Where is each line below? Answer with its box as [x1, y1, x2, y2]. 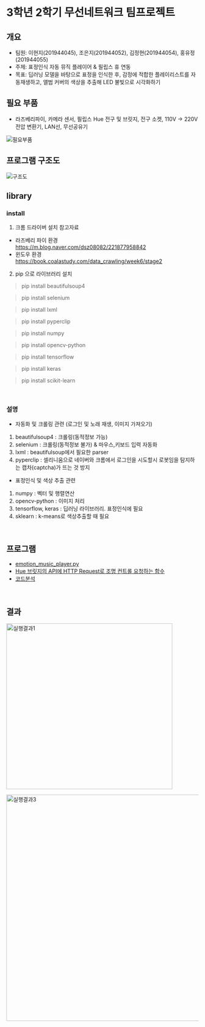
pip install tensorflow [21, 353, 74, 360]
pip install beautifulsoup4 [21, 282, 85, 290]
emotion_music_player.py [15, 560, 79, 568]
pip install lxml [21, 306, 58, 313]
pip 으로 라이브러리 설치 [15, 270, 73, 277]
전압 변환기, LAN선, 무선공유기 [15, 123, 88, 130]
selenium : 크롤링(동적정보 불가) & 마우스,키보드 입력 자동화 [15, 440, 157, 448]
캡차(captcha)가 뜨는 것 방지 [21, 463, 90, 471]
